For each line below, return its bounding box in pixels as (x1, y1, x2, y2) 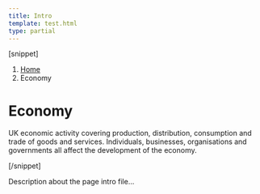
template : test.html (8, 19, 78, 27)
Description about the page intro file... (8, 177, 135, 187)
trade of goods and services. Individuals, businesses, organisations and (8, 137, 248, 146)
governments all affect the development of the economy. (8, 145, 198, 155)
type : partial (8, 27, 57, 35)
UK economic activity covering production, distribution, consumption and (8, 129, 252, 138)
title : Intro (8, 11, 52, 20)
